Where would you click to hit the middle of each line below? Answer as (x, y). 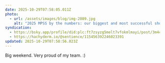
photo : (12, 14)
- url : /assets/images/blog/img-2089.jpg (53, 19)
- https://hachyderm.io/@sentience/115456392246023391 (67, 37)
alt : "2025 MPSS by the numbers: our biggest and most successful (83, 23)
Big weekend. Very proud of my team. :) (45, 55)
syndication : (18, 28)
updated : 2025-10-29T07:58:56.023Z (41, 42)
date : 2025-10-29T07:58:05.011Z (38, 10)
